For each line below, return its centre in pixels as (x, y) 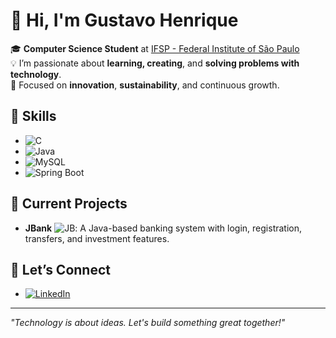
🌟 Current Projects (69, 204)
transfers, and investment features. (97, 238)
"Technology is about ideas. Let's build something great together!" (148, 323)
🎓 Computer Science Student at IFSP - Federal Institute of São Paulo (155, 48)
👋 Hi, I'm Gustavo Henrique (124, 20)
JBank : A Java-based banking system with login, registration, (163, 228)
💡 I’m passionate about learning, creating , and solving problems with (155, 63)
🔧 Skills (33, 116)
